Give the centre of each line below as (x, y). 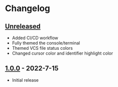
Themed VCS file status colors (42, 48)
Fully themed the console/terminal (46, 43)
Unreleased (23, 26)
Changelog (28, 8)
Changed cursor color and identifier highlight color (62, 53)
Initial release (25, 80)
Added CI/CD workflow (35, 38)
